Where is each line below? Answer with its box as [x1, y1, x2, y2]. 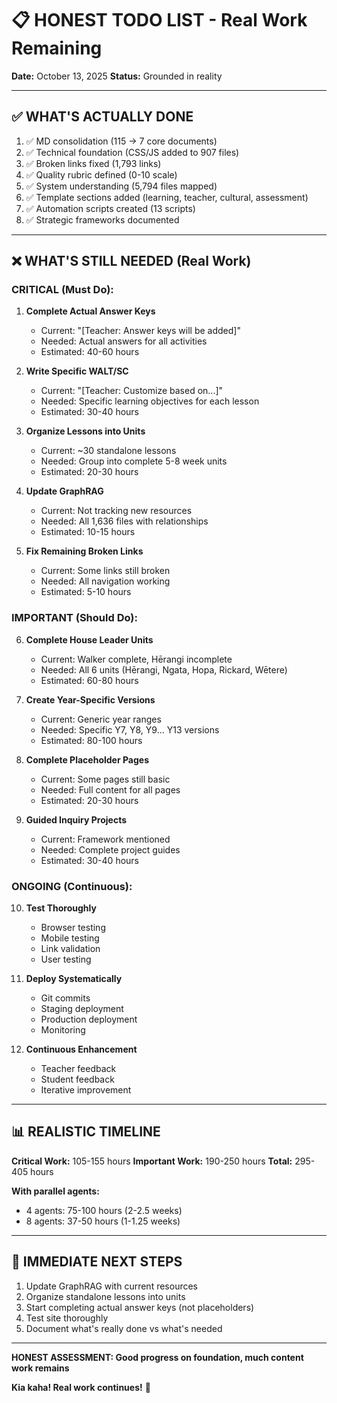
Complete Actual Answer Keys [25, 305, 156, 317]
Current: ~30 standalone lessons [40, 445, 177, 457]
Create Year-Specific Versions [25, 693, 156, 706]
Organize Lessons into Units [25, 425, 146, 437]
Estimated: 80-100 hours [40, 734, 143, 746]
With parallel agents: [11, 1185, 100, 1197]
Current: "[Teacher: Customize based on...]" [40, 385, 224, 397]
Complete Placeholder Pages [25, 753, 150, 766]
